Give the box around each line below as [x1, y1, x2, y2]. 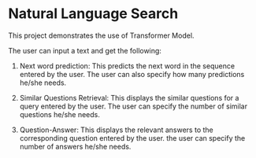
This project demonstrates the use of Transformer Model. [8, 31, 195, 40]
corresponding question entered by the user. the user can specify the [19, 133, 246, 142]
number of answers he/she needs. [19, 141, 132, 151]
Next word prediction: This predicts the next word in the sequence [19, 61, 235, 71]
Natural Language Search [8, 5, 179, 23]
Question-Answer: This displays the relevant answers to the [19, 125, 214, 134]
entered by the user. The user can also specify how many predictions [19, 69, 245, 79]
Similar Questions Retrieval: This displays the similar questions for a [19, 93, 239, 102]
